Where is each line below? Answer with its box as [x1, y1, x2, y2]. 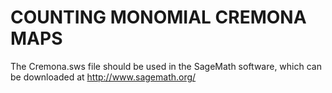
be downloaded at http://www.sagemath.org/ [10, 71, 197, 83]
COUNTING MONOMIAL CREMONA [10, 6, 307, 29]
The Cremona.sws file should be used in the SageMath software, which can [10, 60, 322, 72]
